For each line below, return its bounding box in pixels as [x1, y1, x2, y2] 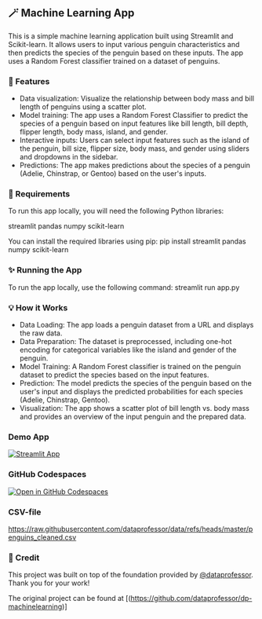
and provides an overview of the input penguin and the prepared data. [19, 412, 247, 421]
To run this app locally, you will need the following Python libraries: [8, 207, 224, 216]
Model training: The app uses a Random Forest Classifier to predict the [19, 111, 249, 120]
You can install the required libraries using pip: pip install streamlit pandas [8, 236, 246, 246]
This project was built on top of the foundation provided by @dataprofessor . [8, 570, 253, 580]
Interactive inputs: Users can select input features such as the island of [19, 136, 249, 145]
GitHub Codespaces [8, 469, 87, 480]
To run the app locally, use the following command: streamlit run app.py [8, 282, 240, 292]
